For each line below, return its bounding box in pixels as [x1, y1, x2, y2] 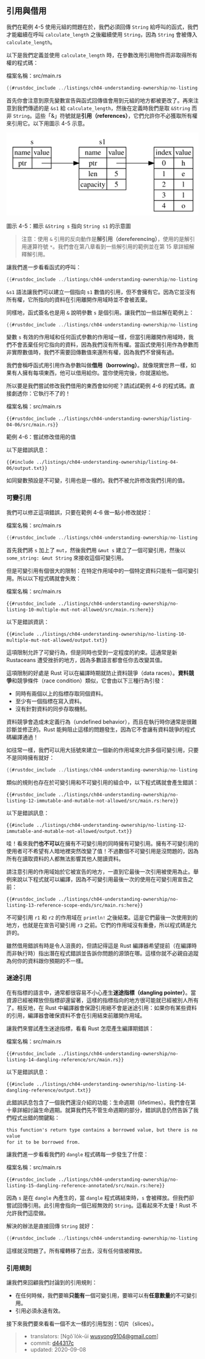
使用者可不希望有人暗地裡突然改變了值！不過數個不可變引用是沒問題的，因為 [6, 847, 199, 854]
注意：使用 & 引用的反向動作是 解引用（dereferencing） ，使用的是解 [21, 235, 190, 242]
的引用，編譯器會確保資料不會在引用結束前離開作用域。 [6, 1012, 145, 1019]
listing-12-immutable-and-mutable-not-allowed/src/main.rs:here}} [6, 798, 179, 804]
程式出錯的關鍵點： [11, 1114, 60, 1121]
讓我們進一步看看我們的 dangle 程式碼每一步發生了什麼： [6, 1150, 149, 1158]
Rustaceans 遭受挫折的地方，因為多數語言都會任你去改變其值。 [6, 656, 166, 663]
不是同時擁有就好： [6, 754, 55, 761]
